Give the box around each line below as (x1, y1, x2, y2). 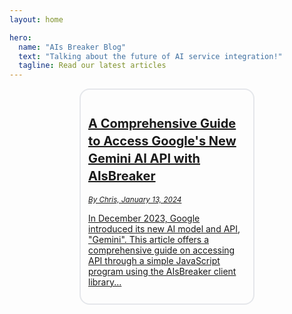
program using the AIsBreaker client (88, 265, 237, 277)
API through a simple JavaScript (88, 254, 221, 266)
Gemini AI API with (88, 151, 201, 167)
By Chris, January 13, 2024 (88, 194, 182, 205)
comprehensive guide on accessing (88, 244, 236, 256)
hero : (9, 32, 32, 43)
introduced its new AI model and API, (88, 222, 241, 235)
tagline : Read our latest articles (18, 61, 167, 71)
